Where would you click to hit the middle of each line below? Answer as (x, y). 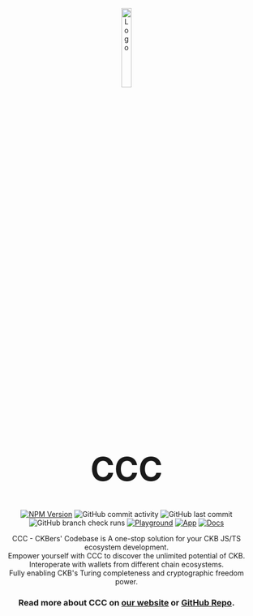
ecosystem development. (126, 547)
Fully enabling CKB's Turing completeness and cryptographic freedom (126, 573)
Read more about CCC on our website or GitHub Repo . (126, 603)
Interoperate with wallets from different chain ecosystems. (126, 565)
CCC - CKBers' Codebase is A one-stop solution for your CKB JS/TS (126, 539)
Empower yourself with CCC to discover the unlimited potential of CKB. (126, 556)
